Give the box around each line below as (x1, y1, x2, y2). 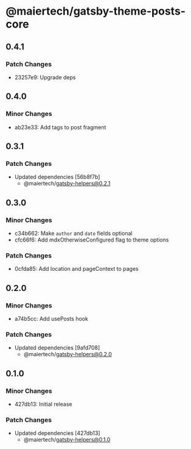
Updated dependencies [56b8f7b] (14, 173, 100, 181)
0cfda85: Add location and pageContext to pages (14, 265, 139, 273)
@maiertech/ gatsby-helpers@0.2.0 (23, 351, 112, 358)
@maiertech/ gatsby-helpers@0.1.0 (23, 436, 111, 444)
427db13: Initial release (14, 400, 72, 408)
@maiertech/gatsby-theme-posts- (5, 4, 186, 18)
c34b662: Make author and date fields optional (14, 229, 133, 237)
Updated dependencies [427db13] (14, 429, 100, 437)
